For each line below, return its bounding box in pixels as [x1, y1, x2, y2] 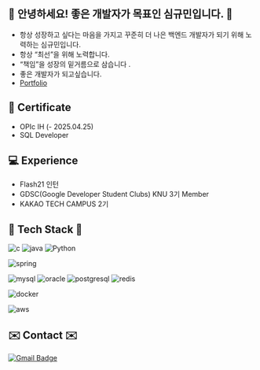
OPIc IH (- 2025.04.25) [19, 121, 94, 131]
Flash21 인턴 [19, 179, 59, 189]
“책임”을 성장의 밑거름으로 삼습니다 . [19, 59, 131, 68]
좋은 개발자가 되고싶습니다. [19, 69, 102, 79]
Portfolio [19, 78, 48, 87]
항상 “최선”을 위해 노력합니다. [19, 50, 110, 59]
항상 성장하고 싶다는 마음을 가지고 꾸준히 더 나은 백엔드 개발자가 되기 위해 [19, 30, 244, 39]
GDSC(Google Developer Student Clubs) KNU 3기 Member [19, 190, 210, 199]
